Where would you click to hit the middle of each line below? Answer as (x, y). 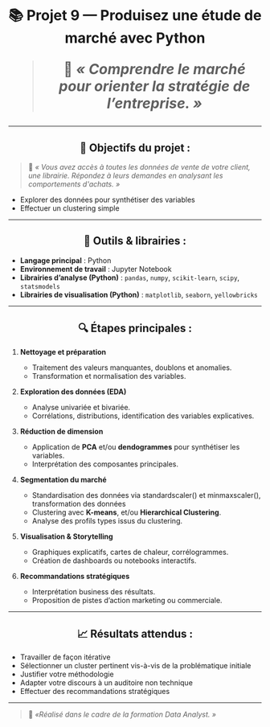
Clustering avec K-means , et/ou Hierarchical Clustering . (127, 512)
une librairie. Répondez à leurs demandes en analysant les (125, 175)
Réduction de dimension (61, 431)
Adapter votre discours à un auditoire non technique (106, 683)
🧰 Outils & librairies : (135, 241)
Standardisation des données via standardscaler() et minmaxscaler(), (146, 495)
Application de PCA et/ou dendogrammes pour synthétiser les (136, 446)
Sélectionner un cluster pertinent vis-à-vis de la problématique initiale (135, 666)
